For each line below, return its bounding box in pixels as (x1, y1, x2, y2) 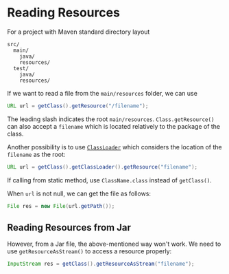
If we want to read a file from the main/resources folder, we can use (7, 89, 197, 97)
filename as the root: (7, 150, 66, 158)
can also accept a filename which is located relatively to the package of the (7, 122, 221, 130)
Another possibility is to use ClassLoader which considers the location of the (7, 143, 223, 151)
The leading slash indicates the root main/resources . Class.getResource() (7, 115, 215, 123)
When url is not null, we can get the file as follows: (7, 189, 152, 198)
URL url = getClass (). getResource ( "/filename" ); (7, 102, 149, 109)
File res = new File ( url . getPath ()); (7, 202, 115, 209)
